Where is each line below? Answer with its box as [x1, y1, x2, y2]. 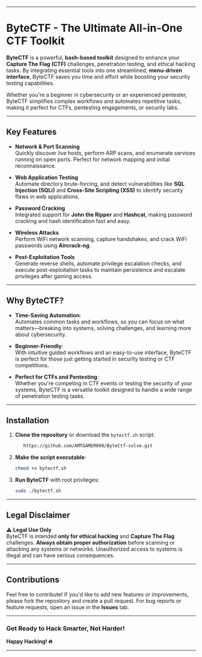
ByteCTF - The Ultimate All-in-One [6, 22, 183, 35]
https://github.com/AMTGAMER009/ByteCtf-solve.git [23, 443, 153, 449]
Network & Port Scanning [14, 142, 80, 150]
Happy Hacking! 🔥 [6, 638, 53, 645]
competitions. [14, 361, 49, 368]
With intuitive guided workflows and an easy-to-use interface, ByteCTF [14, 349, 192, 356]
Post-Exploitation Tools [14, 253, 75, 260]
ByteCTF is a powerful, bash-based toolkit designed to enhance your [6, 53, 180, 61]
